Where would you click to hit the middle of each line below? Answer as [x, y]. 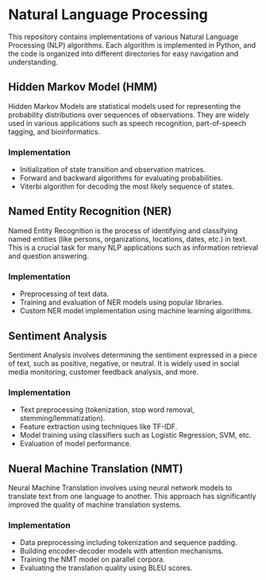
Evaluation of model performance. [75, 444]
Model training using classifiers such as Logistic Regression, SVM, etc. [135, 435]
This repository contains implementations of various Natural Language [123, 37]
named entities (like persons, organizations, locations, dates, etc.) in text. [128, 239]
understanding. [33, 62]
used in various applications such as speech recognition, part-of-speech [127, 123]
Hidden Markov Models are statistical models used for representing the [125, 106]
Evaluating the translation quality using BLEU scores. [106, 568]
